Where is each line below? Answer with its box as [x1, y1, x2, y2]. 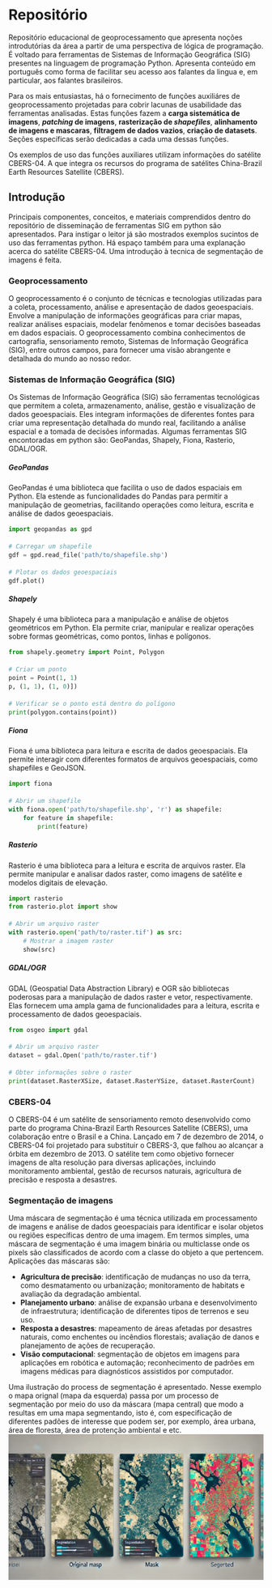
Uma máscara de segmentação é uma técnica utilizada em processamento [8, 1213, 257, 1223]
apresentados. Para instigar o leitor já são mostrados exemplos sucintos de [8, 229, 259, 239]
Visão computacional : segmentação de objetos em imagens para [19, 1349, 240, 1359]
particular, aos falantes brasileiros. [8, 75, 124, 85]
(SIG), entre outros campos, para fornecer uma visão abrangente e [8, 346, 231, 355]
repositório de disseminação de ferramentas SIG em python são [8, 220, 222, 230]
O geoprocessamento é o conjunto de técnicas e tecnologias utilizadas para [8, 294, 262, 304]
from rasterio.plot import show [8, 902, 117, 911]
